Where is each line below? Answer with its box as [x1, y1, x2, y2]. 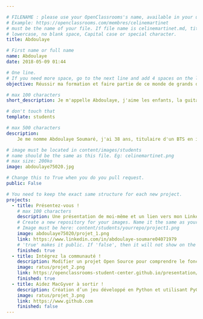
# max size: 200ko [6, 158, 53, 164]
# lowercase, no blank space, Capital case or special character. [6, 31, 177, 37]
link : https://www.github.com [17, 298, 94, 304]
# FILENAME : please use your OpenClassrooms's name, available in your [6, 14, 193, 20]
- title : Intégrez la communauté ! [11, 253, 101, 259]
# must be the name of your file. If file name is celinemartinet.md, [6, 25, 188, 31]
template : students [6, 114, 56, 120]
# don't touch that [6, 108, 56, 115]
